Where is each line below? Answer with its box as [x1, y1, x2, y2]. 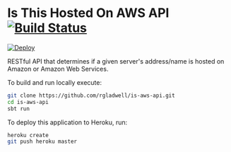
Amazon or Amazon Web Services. [7, 64, 109, 73]
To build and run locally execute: [7, 78, 102, 86]
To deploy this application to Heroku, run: [7, 118, 128, 127]
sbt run [7, 105, 30, 112]
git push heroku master [7, 138, 78, 146]
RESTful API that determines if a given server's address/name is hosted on [7, 57, 225, 65]
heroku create [7, 131, 49, 139]
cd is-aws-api [7, 98, 49, 105]
